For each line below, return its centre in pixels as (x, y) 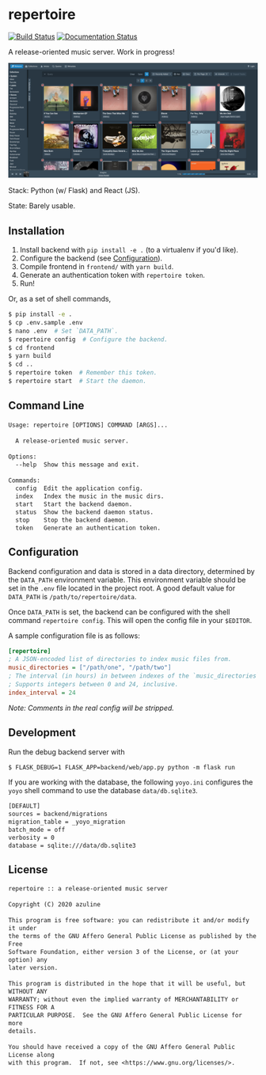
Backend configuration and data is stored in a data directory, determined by (131, 571)
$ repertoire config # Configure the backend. (88, 339)
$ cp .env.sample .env (46, 322)
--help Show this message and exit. (78, 465)
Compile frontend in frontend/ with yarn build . (97, 267)
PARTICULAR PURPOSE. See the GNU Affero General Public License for (125, 1016)
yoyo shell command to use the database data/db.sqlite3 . (103, 790)
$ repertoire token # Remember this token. (83, 373)
